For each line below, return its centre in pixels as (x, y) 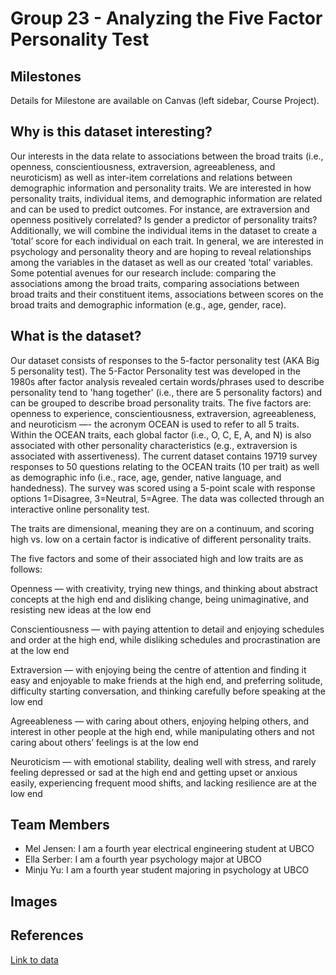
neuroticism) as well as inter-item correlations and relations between (151, 177)
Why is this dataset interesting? (111, 132)
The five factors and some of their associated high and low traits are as (157, 558)
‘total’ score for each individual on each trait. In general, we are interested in (167, 241)
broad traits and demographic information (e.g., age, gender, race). (148, 304)
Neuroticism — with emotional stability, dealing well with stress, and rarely (163, 761)
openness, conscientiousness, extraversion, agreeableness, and (143, 166)
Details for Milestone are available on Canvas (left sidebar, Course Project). (165, 100)
